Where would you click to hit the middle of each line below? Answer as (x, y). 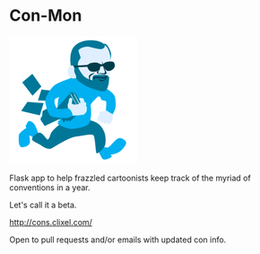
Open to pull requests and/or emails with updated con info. (118, 240)
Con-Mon (46, 16)
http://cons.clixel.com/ (51, 222)
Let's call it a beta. (43, 205)
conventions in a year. (50, 187)
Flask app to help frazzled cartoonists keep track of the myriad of (130, 178)
